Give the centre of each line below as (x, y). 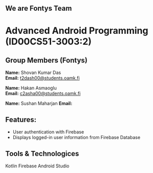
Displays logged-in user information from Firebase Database (76, 138)
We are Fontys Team (39, 8)
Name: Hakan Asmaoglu (31, 88)
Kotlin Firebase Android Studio (37, 166)
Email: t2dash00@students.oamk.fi (43, 78)
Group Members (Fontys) (47, 60)
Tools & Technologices (42, 153)
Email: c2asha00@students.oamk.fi (43, 93)
